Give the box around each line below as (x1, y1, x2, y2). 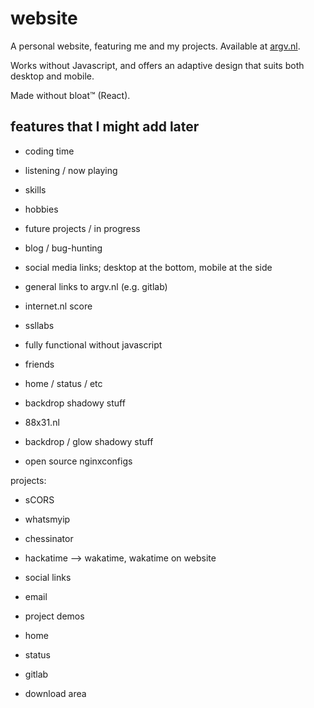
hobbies (24, 203, 59, 215)
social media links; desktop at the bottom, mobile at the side (24, 261, 273, 273)
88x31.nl (24, 416, 60, 428)
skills (24, 183, 47, 196)
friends (24, 358, 55, 370)
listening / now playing (24, 164, 118, 176)
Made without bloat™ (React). (10, 89, 131, 101)
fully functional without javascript (24, 338, 163, 351)
